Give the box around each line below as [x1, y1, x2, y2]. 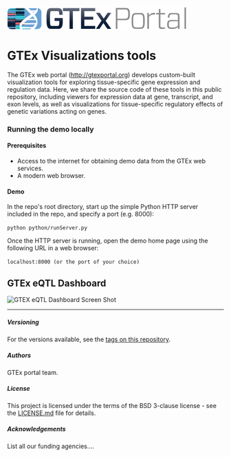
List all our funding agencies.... [7, 442, 95, 450]
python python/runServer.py [7, 225, 88, 232]
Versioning [7, 318, 39, 326]
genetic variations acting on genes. [7, 107, 107, 115]
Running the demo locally [7, 124, 94, 134]
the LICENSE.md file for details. [7, 409, 96, 417]
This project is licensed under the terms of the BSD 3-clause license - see [7, 401, 217, 409]
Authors [7, 351, 32, 359]
